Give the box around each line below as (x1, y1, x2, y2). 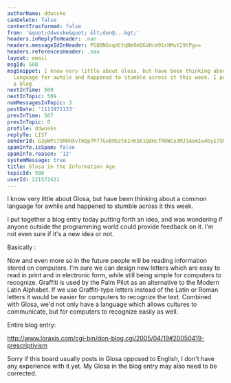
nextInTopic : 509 (7, 93, 57, 100)
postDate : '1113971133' (7, 106, 76, 113)
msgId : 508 (7, 61, 38, 68)
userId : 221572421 (7, 176, 60, 183)
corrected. (7, 369, 37, 378)
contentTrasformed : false (7, 23, 81, 30)
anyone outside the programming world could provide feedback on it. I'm (7, 222, 214, 231)
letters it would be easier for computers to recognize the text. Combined (7, 293, 212, 301)
